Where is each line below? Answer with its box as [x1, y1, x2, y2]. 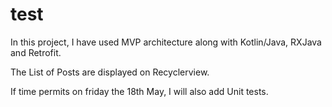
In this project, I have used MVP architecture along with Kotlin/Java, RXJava [10, 36, 322, 48]
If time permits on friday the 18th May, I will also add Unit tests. [10, 85, 269, 97]
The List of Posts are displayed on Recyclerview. [10, 66, 210, 78]
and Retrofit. [10, 46, 62, 58]
